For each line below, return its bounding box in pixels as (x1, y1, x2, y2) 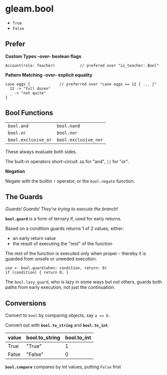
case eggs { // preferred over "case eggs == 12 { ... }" (5, 81, 157, 86)
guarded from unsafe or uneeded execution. (5, 256, 97, 262)
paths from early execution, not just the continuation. (5, 284, 116, 291)
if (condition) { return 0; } (5, 270, 69, 275)
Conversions (5, 299, 46, 307)
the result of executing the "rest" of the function (12, 241, 113, 247)
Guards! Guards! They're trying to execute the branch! (5, 206, 119, 212)
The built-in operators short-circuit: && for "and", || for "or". (5, 158, 129, 164)
